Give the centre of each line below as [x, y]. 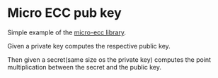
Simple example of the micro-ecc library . [67, 32]
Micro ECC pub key [64, 13]
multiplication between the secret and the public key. [84, 67]
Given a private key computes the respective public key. [89, 46]
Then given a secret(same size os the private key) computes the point [109, 59]
